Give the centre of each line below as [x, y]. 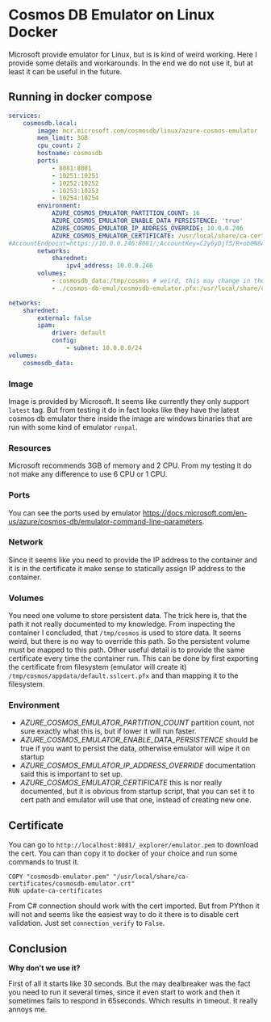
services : [25, 116]
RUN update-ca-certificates [56, 891]
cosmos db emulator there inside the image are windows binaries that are [130, 418]
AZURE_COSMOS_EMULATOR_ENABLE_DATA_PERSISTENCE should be [139, 740]
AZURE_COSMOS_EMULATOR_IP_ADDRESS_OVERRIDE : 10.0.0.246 [147, 228]
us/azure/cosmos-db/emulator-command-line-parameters [106, 521]
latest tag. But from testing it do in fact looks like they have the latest [124, 410]
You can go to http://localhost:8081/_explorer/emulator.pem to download [133, 845]
